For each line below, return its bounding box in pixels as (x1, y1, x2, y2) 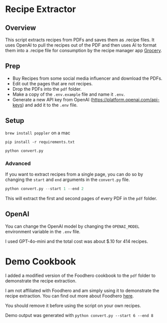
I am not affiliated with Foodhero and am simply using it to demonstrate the (5, 287, 159, 293)
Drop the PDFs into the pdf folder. (12, 86, 81, 92)
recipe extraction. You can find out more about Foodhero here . (5, 292, 134, 299)
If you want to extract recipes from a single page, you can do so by (5, 171, 143, 177)
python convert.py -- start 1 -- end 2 (5, 186, 84, 191)
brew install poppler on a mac (5, 129, 70, 136)
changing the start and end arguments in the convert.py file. (5, 177, 130, 183)
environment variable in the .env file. (5, 228, 81, 234)
